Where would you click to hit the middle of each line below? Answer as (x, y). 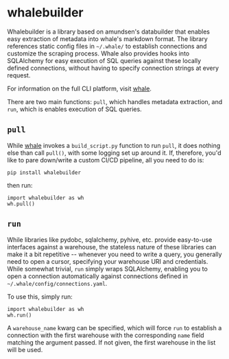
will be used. (25, 349)
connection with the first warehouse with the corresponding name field (106, 335)
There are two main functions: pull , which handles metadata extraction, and (115, 101)
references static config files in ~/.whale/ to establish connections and (107, 46)
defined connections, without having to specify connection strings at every (113, 68)
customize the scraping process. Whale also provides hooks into (98, 53)
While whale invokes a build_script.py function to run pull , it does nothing (114, 145)
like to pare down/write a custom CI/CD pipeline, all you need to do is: (106, 160)
